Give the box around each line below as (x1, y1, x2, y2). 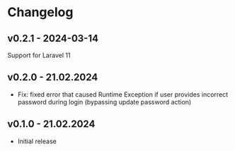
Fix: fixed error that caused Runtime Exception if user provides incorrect (17, 90, 229, 99)
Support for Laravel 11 (7, 51, 71, 59)
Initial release (17, 137, 57, 145)
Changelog (7, 4, 74, 20)
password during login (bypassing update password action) (17, 97, 192, 106)
